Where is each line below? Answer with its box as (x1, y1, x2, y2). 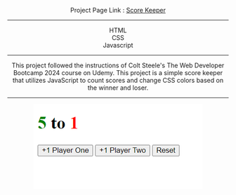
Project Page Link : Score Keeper (70, 6, 166, 14)
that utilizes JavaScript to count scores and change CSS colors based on (13, 76, 223, 84)
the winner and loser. (87, 83, 149, 92)
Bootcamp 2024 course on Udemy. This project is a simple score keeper (13, 69, 223, 76)
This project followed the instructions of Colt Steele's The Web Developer (11, 61, 225, 69)
